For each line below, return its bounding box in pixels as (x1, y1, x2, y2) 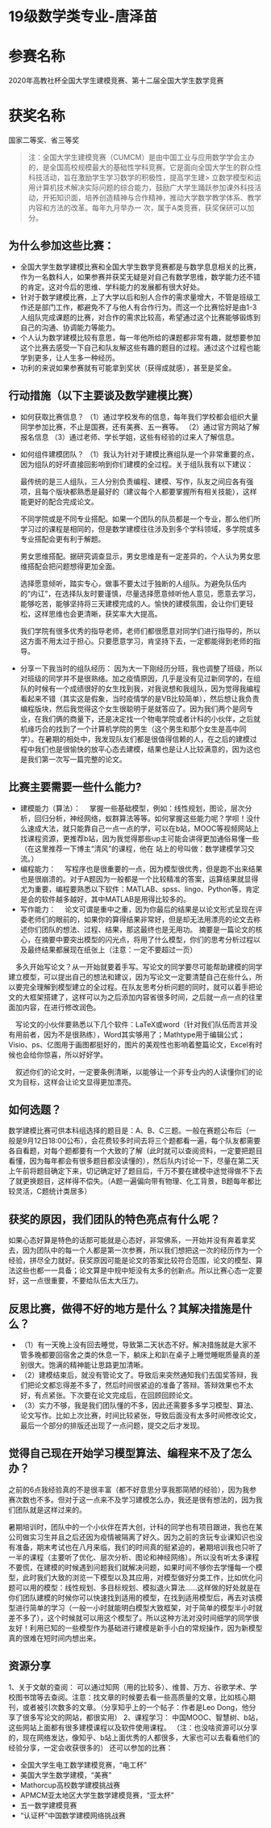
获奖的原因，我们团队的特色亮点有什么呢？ (8, 1212, 220, 1226)
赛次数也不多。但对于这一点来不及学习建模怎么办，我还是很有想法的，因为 (8, 1494, 256, 1504)
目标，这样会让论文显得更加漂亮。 (22, 1076, 135, 1087)
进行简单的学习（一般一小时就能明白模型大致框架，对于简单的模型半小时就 (15, 1603, 263, 1612)
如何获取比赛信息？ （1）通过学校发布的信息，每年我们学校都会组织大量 (19, 411, 259, 421)
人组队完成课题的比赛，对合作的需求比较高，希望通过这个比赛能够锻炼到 (19, 312, 261, 322)
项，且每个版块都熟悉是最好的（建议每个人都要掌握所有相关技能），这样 (19, 486, 257, 496)
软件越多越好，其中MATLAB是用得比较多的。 (41, 894, 191, 903)
